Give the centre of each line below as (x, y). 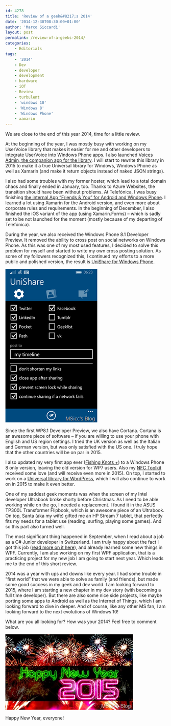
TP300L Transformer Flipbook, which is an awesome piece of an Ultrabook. (85, 510)
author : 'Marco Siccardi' (33, 27)
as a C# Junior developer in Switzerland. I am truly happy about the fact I (82, 542)
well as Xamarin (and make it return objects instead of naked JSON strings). (85, 171)
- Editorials (28, 49)
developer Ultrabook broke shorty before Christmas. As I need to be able (82, 500)
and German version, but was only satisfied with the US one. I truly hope (81, 447)
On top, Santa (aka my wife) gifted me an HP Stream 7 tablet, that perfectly (84, 516)
